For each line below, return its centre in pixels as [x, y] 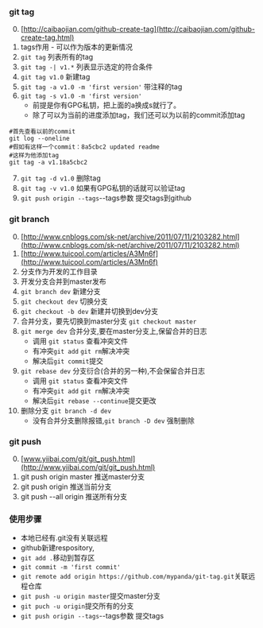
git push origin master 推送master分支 [83, 476]
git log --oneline [39, 139]
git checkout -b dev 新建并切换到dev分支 [89, 311]
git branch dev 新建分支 [60, 291]
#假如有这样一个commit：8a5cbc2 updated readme [84, 147]
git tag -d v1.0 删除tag [61, 178]
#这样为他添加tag [34, 156]
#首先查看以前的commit [43, 132]
